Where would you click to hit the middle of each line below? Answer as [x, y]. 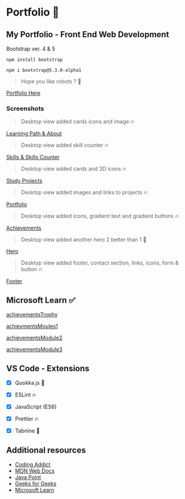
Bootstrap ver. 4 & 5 [31, 49]
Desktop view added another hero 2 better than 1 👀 [84, 240]
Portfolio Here [23, 93]
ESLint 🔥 [25, 395]
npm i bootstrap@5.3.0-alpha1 [44, 70]
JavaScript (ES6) [36, 407]
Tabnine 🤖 [27, 431]
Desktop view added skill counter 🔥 [65, 145]
